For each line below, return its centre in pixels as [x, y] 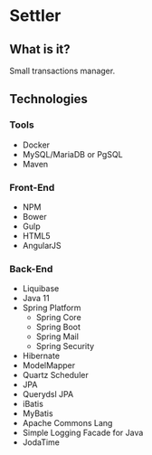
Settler [35, 16]
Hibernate [41, 356]
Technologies [49, 99]
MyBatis [38, 413]
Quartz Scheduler [55, 375]
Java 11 [36, 299]
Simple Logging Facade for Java [83, 433]
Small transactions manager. [62, 71]
